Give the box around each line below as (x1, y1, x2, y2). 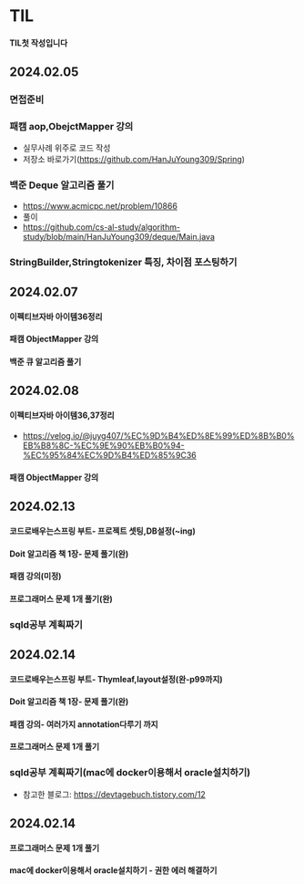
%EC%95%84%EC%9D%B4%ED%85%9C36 (22, 450, 198, 461)
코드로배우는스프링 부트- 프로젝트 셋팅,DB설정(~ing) (9, 525, 196, 536)
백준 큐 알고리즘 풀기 (9, 356, 82, 367)
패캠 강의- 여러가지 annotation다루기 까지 (9, 718, 158, 730)
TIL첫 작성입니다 (9, 37, 68, 48)
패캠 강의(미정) (9, 571, 62, 582)
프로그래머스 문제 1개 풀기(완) (9, 593, 114, 604)
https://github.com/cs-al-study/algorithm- (22, 221, 180, 233)
